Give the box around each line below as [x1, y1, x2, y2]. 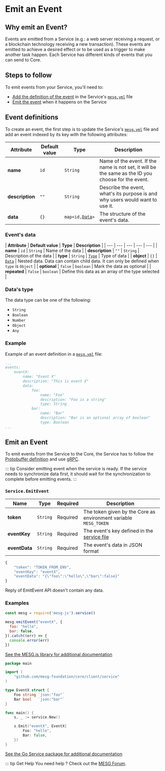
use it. [99, 202, 114, 209]
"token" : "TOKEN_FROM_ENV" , [14, 565, 71, 570]
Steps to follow [5, 71, 52, 80]
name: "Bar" [40, 411, 65, 416]
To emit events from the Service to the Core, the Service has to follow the [5, 451, 154, 457]
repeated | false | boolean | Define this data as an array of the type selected [5, 268, 160, 274]
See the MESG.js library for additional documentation [5, 651, 112, 657]
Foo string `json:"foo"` [14, 692, 65, 697]
